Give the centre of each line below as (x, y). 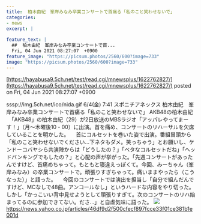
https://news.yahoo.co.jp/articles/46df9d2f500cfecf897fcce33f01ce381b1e (100, 208)
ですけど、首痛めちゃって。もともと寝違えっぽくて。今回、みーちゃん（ (100, 164)
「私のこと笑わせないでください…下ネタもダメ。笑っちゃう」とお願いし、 (98, 142)
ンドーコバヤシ (25, 149)
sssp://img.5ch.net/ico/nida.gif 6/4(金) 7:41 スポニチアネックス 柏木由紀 (95, 104)
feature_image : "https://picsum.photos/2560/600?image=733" (83, 56)
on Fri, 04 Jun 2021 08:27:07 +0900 (51, 92)
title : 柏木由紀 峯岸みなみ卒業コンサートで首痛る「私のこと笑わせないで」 (91, 12)
